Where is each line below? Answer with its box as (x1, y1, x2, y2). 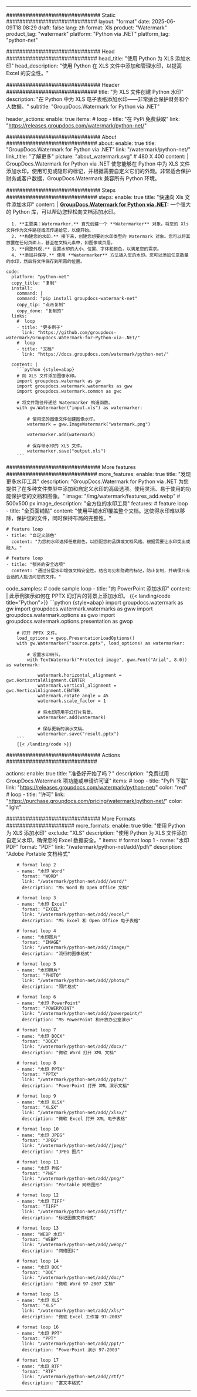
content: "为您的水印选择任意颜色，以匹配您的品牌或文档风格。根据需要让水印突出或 (11, 539, 191, 545)
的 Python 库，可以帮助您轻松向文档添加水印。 (6, 208, 119, 215)
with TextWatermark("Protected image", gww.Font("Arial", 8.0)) (27, 657, 188, 663)
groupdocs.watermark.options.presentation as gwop (6, 617, 133, 625)
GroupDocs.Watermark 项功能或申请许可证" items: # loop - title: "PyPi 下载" (6, 777, 189, 784)
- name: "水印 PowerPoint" (16, 1000, 81, 1006)
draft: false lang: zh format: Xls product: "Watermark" (38, 24, 167, 31)
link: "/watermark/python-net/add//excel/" (21, 912, 130, 917)
